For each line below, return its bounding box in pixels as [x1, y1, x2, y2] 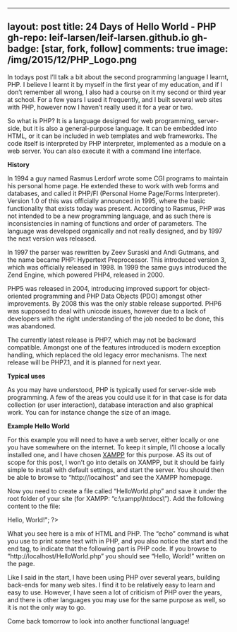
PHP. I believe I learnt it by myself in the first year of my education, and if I [7, 80, 223, 88]
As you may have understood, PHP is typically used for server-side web [7, 385, 217, 393]
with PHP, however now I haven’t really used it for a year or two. [7, 103, 193, 111]
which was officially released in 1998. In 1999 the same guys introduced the [7, 263, 227, 271]
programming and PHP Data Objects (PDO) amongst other [32, 292, 202, 300]
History [7, 160, 30, 168]
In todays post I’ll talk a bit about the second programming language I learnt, [7, 72, 229, 81]
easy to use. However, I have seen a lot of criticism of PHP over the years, [7, 588, 222, 597]
